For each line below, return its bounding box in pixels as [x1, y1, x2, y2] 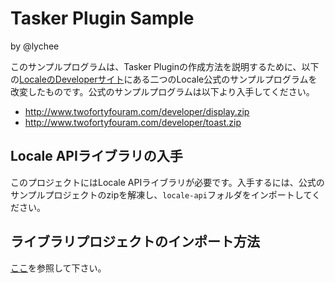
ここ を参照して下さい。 [10, 262, 107, 274]
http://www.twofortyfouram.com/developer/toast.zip [24, 116, 242, 128]
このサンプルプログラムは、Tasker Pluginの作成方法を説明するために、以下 [10, 60, 320, 72]
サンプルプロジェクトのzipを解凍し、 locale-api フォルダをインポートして [10, 188, 313, 201]
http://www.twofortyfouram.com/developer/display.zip [24, 105, 250, 117]
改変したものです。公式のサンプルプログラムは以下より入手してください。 [10, 85, 315, 97]
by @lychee [10, 40, 60, 52]
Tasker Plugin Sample [10, 7, 195, 30]
